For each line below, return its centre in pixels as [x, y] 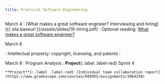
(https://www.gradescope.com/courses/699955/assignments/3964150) [75, 76]
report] [153, 72]
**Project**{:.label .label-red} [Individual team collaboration [74, 72]
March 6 [14, 44]
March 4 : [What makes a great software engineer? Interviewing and [75, 24]
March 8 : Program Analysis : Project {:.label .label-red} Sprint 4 [70, 63]
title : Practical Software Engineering [46, 10]
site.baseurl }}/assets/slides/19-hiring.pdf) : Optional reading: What [80, 29]
